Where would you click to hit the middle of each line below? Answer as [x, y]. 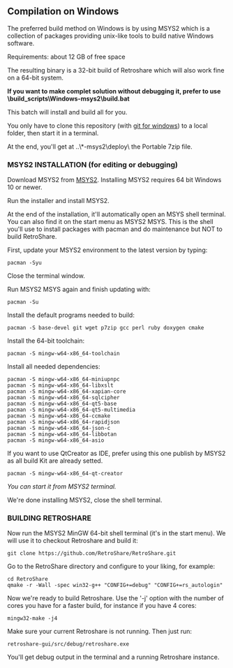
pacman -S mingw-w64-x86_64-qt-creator [65, 474]
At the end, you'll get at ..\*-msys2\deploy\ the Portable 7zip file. [100, 147]
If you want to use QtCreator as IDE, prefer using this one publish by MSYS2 [116, 454]
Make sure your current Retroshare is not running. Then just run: [99, 632]
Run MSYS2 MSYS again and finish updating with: [79, 290]
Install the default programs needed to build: [71, 315]
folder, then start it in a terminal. [53, 133]
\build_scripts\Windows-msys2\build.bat [69, 98]
